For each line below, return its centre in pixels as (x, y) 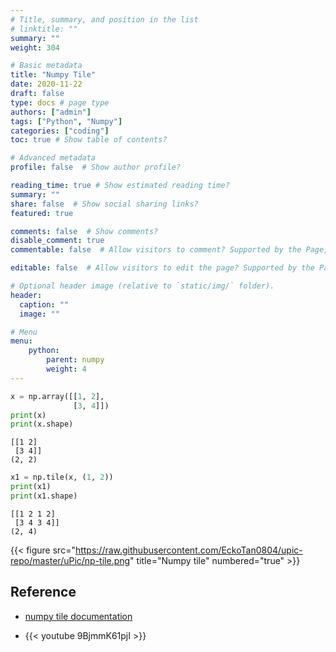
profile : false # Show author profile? (96, 167)
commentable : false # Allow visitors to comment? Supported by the (156, 250)
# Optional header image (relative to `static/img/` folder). (142, 286)
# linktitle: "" (44, 29)
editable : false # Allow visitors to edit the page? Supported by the (162, 268)
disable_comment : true (57, 241)
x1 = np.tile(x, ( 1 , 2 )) (62, 477)
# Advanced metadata (53, 158)
